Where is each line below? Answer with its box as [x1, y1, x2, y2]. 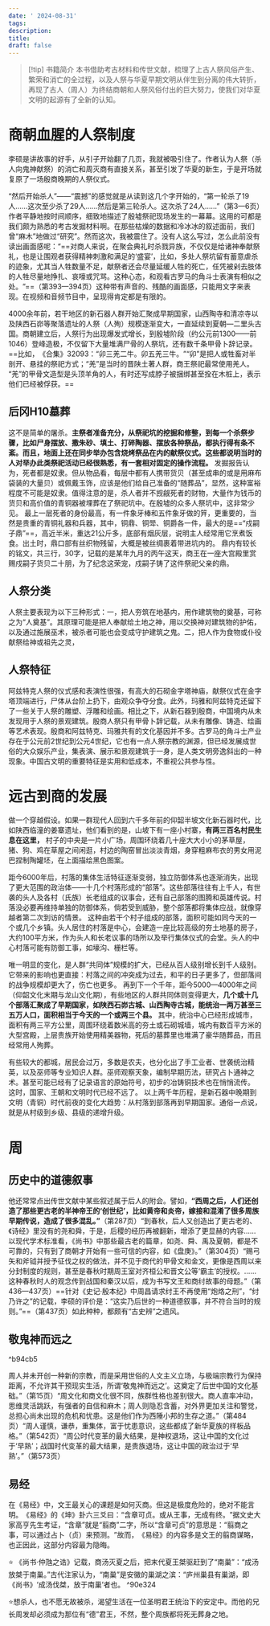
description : [8, 27, 52, 35]
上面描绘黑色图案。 [63, 855, 129, 865]
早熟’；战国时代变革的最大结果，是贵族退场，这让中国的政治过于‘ [17, 1441, 232, 1451]
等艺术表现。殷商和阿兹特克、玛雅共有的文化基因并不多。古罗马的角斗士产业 [8, 726, 262, 735]
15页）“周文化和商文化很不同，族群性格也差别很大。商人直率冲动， [35, 1391, 258, 1401]
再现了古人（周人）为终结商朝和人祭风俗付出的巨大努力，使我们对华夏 [27, 85, 261, 95]
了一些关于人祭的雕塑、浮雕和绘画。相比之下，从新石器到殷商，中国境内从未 [8, 706, 262, 715]
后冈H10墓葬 [8, 405, 71, 419]
